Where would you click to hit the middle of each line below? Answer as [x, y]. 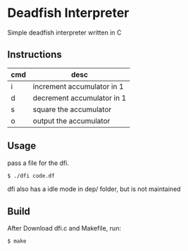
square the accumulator [72, 109]
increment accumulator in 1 [79, 86]
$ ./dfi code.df [31, 176]
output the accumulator [71, 121]
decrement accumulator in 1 [80, 98]
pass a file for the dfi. [38, 163]
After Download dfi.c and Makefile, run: [64, 228]
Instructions [35, 55]
